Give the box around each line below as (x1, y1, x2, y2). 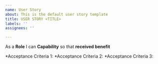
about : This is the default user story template (5, 12, 108, 17)
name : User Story (5, 7, 41, 12)
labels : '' (5, 21, 28, 26)
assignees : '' (5, 26, 35, 31)
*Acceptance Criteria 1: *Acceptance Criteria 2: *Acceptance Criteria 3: (5, 53, 154, 60)
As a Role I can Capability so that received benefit (5, 44, 111, 50)
